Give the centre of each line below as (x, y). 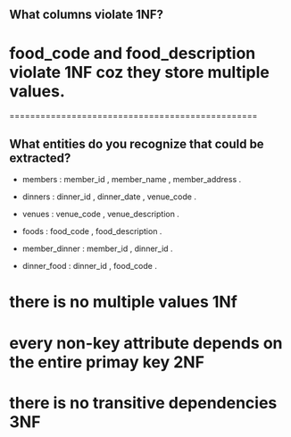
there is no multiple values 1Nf (124, 302)
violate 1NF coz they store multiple (139, 72)
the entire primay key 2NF (107, 362)
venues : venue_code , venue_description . (101, 214)
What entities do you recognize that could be (137, 143)
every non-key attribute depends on (146, 343)
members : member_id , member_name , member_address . (132, 180)
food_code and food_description (133, 53)
